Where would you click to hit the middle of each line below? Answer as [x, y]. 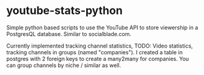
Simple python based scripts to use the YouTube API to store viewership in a [102, 27]
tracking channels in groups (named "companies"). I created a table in [95, 52]
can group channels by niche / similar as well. [64, 65]
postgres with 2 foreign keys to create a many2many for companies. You [98, 59]
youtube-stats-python [65, 11]
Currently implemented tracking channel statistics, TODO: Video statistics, [100, 46]
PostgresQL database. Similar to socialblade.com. [69, 34]
